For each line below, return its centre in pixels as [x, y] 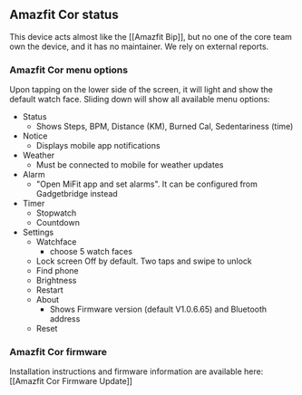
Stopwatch [56, 213]
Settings [38, 232]
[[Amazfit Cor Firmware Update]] [71, 381]
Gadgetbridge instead [77, 194]
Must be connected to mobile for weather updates [130, 165]
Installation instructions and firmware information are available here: [136, 371]
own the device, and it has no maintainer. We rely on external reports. [139, 46]
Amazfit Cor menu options [69, 70]
